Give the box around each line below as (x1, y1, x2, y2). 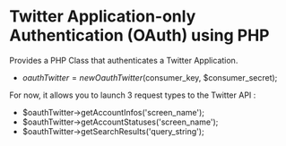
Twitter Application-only (9, 6, 196, 27)
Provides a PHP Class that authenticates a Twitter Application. (9, 55, 238, 65)
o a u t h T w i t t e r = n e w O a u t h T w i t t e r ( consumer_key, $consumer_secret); (22, 72, 278, 82)
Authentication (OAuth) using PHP (9, 25, 271, 46)
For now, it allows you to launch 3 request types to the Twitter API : (9, 90, 256, 100)
